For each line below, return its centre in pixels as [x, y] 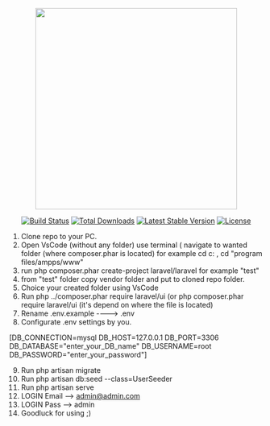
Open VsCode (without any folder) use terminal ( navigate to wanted [134, 245]
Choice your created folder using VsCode [90, 287]
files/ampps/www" [52, 262]
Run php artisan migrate [61, 370]
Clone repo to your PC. [59, 236]
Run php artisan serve [58, 387]
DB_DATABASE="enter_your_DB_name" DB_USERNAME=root [110, 346]
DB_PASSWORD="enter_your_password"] [78, 355]
